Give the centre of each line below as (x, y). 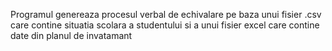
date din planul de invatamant (71, 35)
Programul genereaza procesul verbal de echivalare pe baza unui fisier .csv (166, 14)
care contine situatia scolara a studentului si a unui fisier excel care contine (165, 25)
